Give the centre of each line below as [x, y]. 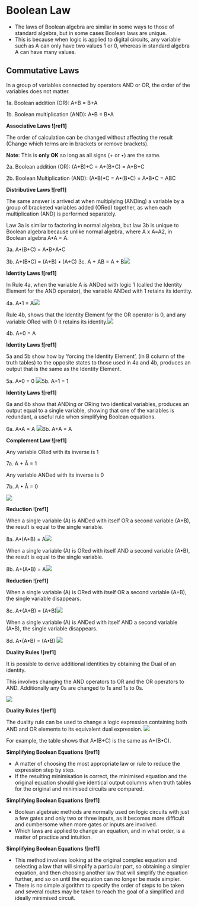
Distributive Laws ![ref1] [36, 189]
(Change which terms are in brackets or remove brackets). [78, 144]
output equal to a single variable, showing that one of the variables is [90, 410]
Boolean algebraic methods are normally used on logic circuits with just [102, 811]
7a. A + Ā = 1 [22, 463]
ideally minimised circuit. [45, 898]
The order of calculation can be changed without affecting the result [90, 137]
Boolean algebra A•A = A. [38, 237]
